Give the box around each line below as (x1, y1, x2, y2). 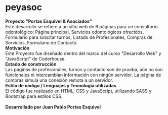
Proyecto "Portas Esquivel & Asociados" (5, 18, 92, 24)
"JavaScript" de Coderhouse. (5, 55, 66, 62)
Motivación (5, 45, 30, 51)
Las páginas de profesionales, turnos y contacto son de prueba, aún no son (5, 66, 163, 72)
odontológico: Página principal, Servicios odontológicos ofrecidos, (5, 29, 144, 35)
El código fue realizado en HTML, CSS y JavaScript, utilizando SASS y (5, 88, 152, 94)
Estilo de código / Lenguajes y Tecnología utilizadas (5, 82, 116, 88)
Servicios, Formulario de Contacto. (5, 39, 78, 45)
